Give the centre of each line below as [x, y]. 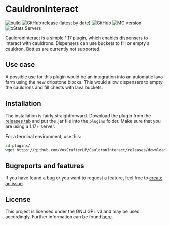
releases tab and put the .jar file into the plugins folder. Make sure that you [83, 121]
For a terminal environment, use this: [44, 136]
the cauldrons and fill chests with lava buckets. [54, 87]
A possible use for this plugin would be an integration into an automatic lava [84, 77]
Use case [20, 64]
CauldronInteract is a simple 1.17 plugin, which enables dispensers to [77, 38]
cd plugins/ [18, 145]
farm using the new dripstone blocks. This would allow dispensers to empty [84, 82]
